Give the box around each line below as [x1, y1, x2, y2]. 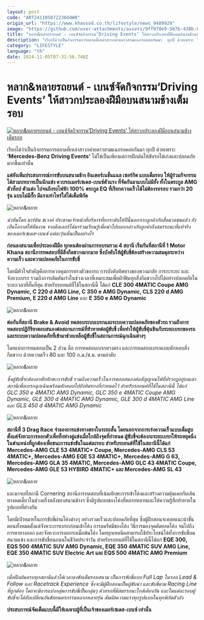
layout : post [7, 8, 40, 15]
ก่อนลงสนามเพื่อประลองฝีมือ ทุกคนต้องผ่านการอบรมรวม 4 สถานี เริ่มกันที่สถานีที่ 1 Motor [7, 241, 186, 249]
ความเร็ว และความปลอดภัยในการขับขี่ [7, 255, 81, 263]
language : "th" [7, 48, 45, 54]
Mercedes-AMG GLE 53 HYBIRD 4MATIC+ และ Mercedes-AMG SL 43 [7, 465, 182, 472]
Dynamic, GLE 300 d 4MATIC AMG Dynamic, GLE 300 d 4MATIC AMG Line [7, 395, 195, 402]
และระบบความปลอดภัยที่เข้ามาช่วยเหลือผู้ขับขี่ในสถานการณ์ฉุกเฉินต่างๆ [7, 332, 146, 339]
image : [7, 25, 24, 32]
